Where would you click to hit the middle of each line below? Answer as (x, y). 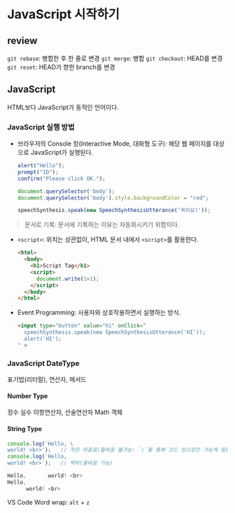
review (22, 40)
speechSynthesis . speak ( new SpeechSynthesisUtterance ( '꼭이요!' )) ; (114, 211)
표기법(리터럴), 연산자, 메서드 (47, 379)
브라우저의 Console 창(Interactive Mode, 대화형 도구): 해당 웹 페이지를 (114, 143)
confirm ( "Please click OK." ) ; (62, 178)
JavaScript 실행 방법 (41, 127)
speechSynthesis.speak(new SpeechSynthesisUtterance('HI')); (115, 332)
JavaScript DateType (44, 363)
